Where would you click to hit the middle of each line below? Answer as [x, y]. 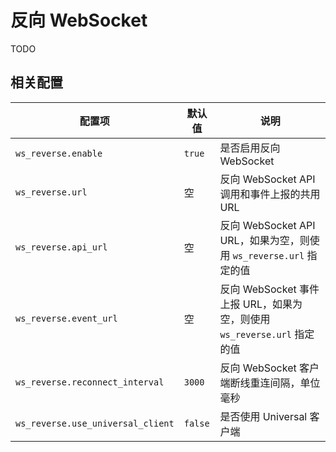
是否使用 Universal [263, 416]
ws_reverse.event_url [66, 318]
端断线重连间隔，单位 [270, 383]
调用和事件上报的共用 [270, 194]
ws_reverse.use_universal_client [95, 423]
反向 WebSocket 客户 [269, 368]
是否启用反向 [250, 148]
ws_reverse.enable [59, 153]
